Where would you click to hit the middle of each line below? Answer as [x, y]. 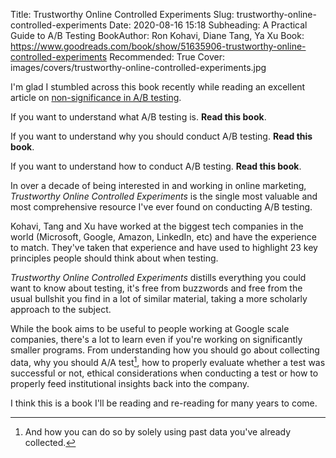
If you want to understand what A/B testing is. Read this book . [138, 117]
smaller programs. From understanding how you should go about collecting [165, 350]
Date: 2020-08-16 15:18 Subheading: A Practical [208, 25]
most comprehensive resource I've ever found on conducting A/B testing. [161, 207]
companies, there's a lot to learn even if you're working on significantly [156, 339]
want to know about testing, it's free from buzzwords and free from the [156, 288]
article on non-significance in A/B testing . [96, 97]
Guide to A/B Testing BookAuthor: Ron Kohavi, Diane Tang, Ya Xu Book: [157, 35]
